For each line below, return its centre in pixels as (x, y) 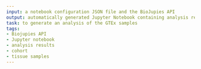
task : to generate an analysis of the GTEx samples (72, 23)
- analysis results (31, 46)
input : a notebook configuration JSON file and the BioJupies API (91, 12)
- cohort (17, 51)
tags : (13, 28)
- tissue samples (28, 56)
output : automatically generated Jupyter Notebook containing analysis (97, 17)
